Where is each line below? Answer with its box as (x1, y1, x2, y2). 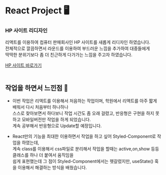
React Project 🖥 (5, 5, 70, 16)
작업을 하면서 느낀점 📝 (5, 84, 69, 92)
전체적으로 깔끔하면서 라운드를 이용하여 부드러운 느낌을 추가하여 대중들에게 (5, 45, 150, 51)
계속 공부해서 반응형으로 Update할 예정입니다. (12, 123, 102, 129)
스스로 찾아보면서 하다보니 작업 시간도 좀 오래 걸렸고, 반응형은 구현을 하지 (12, 110, 155, 116)
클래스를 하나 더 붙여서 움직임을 (12, 152, 74, 158)
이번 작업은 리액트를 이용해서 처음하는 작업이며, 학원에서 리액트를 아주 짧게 (12, 98, 158, 104)
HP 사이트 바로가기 (5, 62, 42, 68)
